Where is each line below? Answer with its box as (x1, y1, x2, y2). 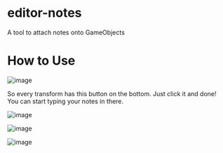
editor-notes (7, 5, 82, 21)
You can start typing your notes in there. (7, 97, 124, 105)
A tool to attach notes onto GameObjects (7, 28, 125, 36)
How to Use (7, 53, 76, 69)
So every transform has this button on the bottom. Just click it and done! (7, 89, 217, 98)
